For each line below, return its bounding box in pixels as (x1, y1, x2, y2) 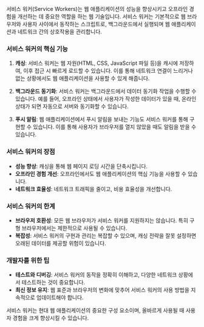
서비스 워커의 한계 (6, 202, 56, 211)
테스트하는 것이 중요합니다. (21, 278, 86, 286)
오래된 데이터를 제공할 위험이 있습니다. (15, 239, 106, 247)
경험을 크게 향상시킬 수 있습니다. (12, 314, 89, 322)
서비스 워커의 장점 (6, 147, 56, 156)
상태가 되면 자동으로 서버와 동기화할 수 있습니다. (15, 103, 129, 110)
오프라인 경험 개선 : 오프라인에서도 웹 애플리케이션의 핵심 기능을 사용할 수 (15, 170, 187, 177)
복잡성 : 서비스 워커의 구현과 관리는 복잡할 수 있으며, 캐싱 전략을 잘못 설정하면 (15, 232, 197, 239)
